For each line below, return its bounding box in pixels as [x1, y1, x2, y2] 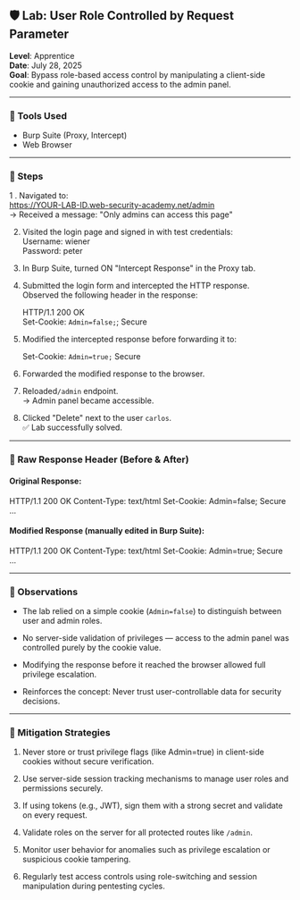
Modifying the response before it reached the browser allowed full [21, 660, 266, 670]
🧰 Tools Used [9, 109, 67, 122]
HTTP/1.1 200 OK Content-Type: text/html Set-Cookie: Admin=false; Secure [9, 495, 287, 506]
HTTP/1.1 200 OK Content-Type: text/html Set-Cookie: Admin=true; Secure [9, 545, 283, 556]
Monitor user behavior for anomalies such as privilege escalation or [21, 845, 271, 855]
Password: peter [21, 246, 83, 257]
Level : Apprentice [9, 50, 75, 61]
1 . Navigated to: [9, 190, 69, 201]
